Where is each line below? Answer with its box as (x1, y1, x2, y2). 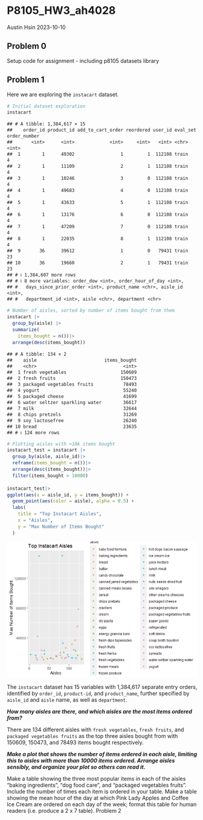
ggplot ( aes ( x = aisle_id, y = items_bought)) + (7, 492, 129, 498)
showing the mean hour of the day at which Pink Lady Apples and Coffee (7, 794, 189, 801)
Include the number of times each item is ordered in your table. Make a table (7, 787, 197, 795)
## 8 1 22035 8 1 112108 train (7, 236, 188, 242)
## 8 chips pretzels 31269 (7, 411, 137, 417)
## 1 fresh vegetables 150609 (7, 369, 137, 375)
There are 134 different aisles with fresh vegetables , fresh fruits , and (7, 726, 184, 733)
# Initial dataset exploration (7, 103, 86, 109)
